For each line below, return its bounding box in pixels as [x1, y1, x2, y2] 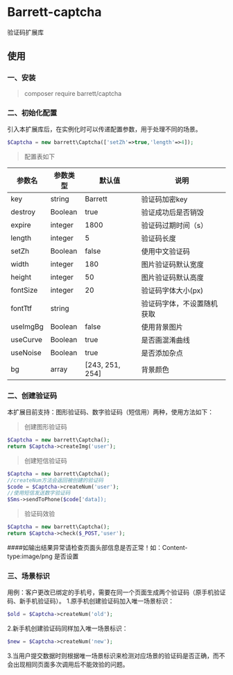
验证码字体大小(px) [141, 286, 203, 295]
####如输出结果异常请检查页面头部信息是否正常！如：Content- [7, 543, 188, 551]
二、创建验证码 [7, 391, 58, 400]
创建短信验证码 [24, 456, 67, 464]
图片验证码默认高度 [141, 273, 205, 282]
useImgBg [10, 321, 44, 331]
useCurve [10, 334, 43, 344]
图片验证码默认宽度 [141, 259, 205, 269]
